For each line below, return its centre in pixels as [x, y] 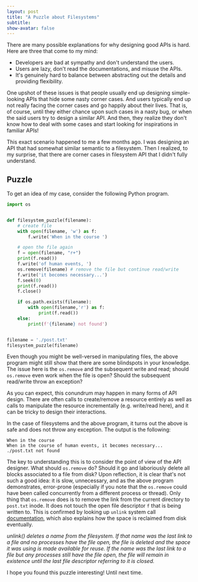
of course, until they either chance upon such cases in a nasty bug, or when [99, 112]
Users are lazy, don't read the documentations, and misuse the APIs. [99, 69]
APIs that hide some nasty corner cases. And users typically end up [109, 99]
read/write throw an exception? [45, 382]
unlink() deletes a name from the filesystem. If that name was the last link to [100, 536]
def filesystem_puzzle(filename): [49, 220]
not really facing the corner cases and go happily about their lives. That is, [97, 105]
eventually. [20, 525]
